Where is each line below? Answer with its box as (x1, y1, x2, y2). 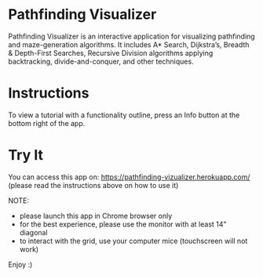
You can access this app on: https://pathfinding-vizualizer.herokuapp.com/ (8, 172, 250, 182)
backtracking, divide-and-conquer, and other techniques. (8, 57, 194, 66)
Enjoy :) (8, 260, 33, 269)
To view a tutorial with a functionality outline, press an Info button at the (8, 110, 240, 120)
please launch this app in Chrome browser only (19, 211, 173, 220)
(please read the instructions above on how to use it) (8, 180, 179, 190)
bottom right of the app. (8, 118, 86, 127)
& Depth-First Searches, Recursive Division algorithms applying (8, 48, 214, 57)
